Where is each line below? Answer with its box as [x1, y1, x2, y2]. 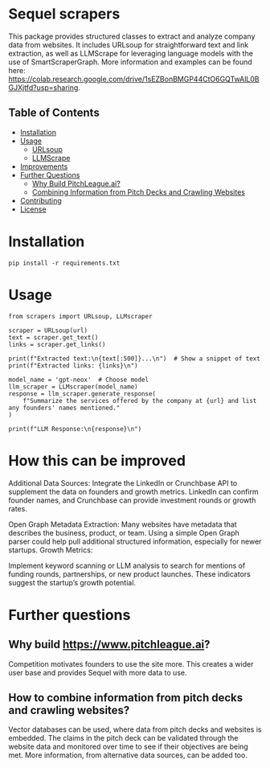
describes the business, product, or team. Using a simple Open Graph [8, 528, 239, 537]
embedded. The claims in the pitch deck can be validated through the [8, 733, 239, 743]
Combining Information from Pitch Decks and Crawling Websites [31, 187, 245, 197]
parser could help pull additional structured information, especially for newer [8, 536, 262, 546]
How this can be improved [8, 451, 186, 470]
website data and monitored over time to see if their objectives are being [8, 741, 249, 752]
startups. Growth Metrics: [8, 544, 93, 555]
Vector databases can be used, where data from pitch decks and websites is [8, 725, 262, 734]
